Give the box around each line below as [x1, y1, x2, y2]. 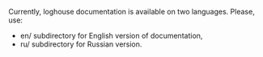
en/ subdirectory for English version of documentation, [19, 31, 203, 40]
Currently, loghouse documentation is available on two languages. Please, [8, 7, 255, 16]
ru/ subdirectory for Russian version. [19, 39, 142, 49]
